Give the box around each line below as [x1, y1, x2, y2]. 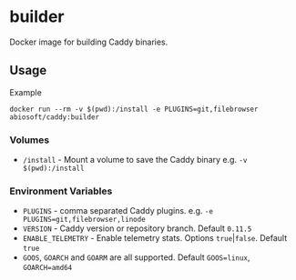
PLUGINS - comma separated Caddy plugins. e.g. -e [22, 205, 214, 216]
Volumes [9, 134, 50, 146]
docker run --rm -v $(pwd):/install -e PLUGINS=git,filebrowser [9, 105, 259, 114]
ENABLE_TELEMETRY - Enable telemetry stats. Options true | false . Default [22, 233, 288, 244]
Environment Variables [9, 185, 113, 197]
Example [9, 86, 43, 97]
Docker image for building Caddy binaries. [9, 36, 168, 47]
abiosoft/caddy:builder [9, 112, 100, 122]
